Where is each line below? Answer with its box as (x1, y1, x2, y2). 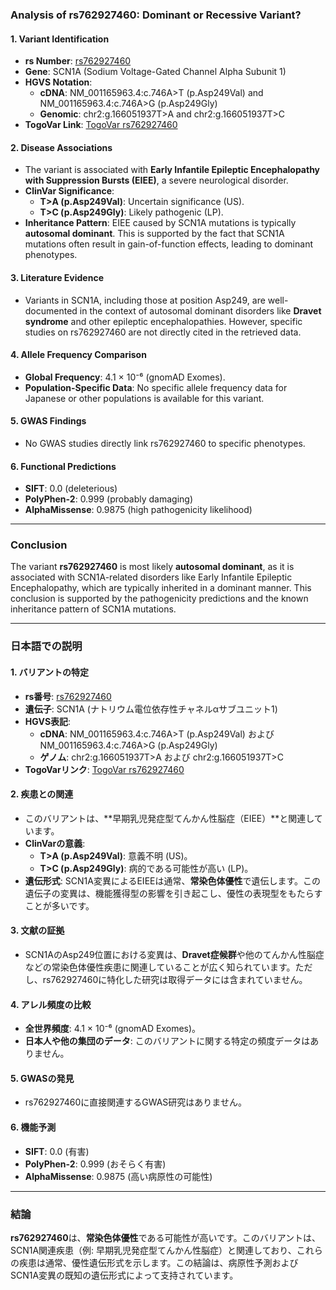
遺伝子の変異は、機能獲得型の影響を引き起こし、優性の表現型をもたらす (24, 887, 323, 899)
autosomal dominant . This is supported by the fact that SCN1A (24, 228, 285, 240)
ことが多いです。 (24, 899, 95, 912)
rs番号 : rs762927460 (24, 690, 112, 702)
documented (24, 304, 78, 317)
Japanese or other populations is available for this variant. (24, 392, 265, 404)
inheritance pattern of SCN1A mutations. (10, 603, 177, 615)
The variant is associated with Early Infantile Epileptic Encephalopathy (24, 164, 321, 176)
